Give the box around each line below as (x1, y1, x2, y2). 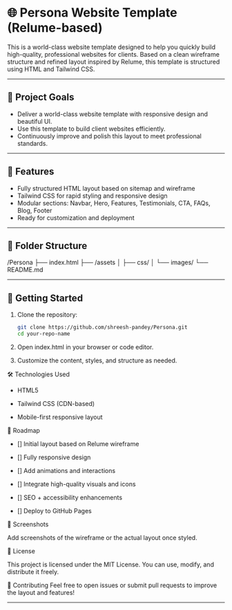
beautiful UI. (17, 117, 52, 125)
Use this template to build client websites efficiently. (17, 124, 166, 133)
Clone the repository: (17, 311, 78, 319)
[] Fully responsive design (17, 453, 91, 461)
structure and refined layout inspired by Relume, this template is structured (7, 57, 220, 66)
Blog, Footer (17, 206, 52, 214)
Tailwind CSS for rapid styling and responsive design (17, 192, 168, 200)
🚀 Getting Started (7, 292, 84, 304)
